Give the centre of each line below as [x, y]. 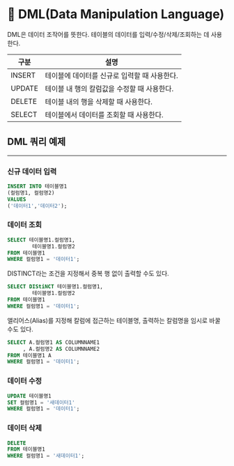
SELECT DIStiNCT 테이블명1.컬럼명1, [55, 287]
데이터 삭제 [25, 428]
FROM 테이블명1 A [30, 355]
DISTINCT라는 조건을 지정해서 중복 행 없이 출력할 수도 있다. [88, 273]
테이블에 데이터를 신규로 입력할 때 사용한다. [112, 75]
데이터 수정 [25, 381]
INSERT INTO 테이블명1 [37, 187]
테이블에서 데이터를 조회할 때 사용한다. [104, 114]
